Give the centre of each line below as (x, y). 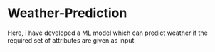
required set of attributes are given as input (71, 40)
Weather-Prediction (67, 13)
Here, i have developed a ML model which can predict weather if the (107, 33)
